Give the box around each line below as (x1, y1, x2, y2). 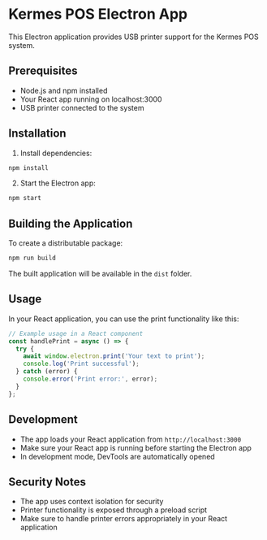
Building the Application (8, 216, 133, 230)
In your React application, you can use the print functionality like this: (8, 314, 239, 324)
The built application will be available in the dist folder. (8, 269, 192, 278)
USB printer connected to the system (19, 102, 144, 112)
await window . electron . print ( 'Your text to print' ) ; (23, 352, 205, 360)
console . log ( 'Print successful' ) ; (23, 359, 140, 368)
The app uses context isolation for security (19, 497, 164, 507)
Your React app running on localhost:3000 (19, 94, 162, 104)
